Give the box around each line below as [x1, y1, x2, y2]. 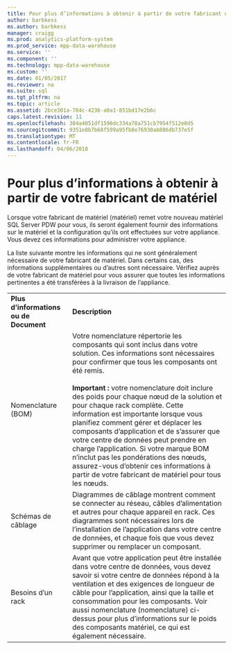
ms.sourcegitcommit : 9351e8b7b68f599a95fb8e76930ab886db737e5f [7, 126, 194, 133]
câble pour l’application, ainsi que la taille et [71, 588, 214, 597]
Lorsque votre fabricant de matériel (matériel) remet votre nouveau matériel [7, 213, 223, 221]
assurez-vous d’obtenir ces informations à [71, 461, 211, 470]
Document [10, 320, 46, 330]
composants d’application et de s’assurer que [71, 426, 221, 436]
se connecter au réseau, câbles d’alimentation [71, 498, 222, 508]
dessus [71, 613, 96, 623]
